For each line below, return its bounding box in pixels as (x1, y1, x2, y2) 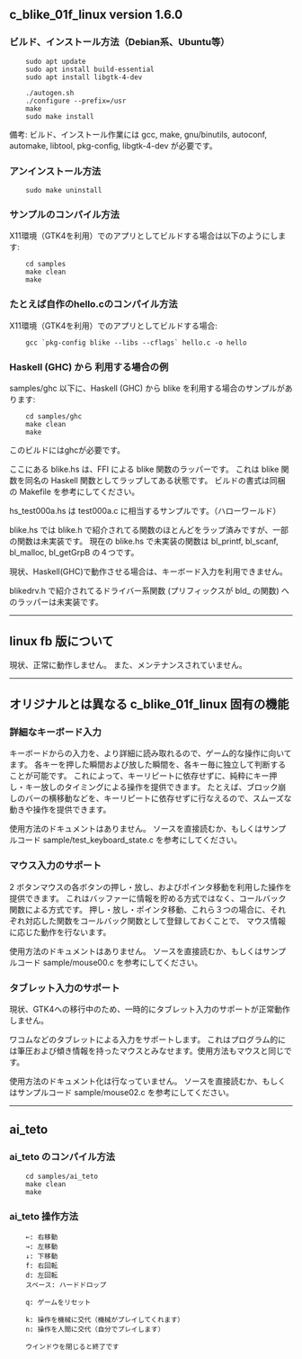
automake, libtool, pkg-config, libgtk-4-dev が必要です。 (9, 139, 218, 151)
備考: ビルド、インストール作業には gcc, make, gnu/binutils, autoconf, (9, 129, 268, 139)
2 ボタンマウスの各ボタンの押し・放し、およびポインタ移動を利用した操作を (9, 881, 292, 892)
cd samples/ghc (25, 411, 83, 421)
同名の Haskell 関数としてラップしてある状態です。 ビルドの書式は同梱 (24, 474, 286, 485)
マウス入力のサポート (9, 859, 102, 872)
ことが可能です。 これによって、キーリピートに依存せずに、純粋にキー (9, 770, 270, 781)
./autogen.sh (25, 88, 75, 97)
